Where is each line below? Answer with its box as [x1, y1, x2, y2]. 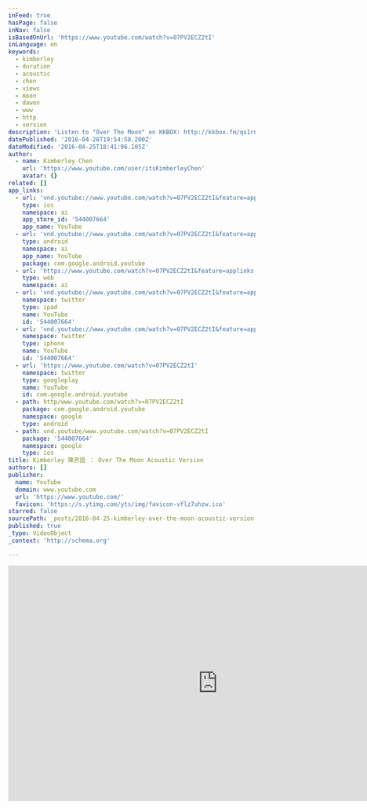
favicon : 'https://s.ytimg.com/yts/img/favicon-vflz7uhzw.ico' [15, 500, 226, 508]
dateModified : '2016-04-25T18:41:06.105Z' [8, 143, 149, 151]
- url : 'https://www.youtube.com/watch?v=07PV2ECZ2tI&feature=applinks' [15, 267, 258, 275]
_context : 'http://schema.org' [8, 537, 111, 544]
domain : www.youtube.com [15, 486, 96, 493]
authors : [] [8, 464, 47, 471]
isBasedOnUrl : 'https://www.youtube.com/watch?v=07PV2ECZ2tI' [8, 33, 216, 42]
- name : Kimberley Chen [15, 158, 93, 166]
